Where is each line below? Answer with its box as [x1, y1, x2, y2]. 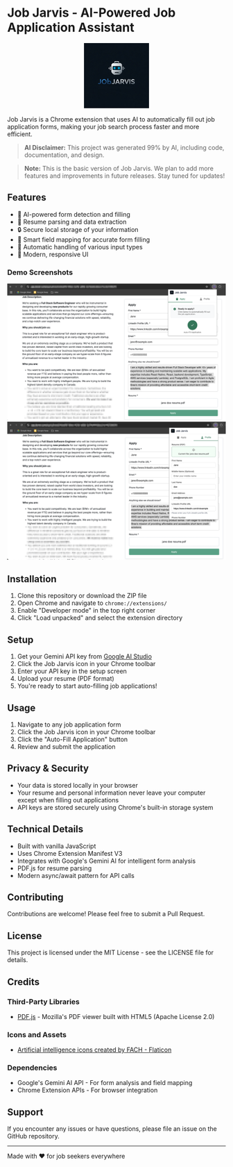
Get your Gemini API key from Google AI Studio [17, 652, 153, 661]
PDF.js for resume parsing [17, 863, 92, 872]
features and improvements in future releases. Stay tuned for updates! [24, 172, 225, 180]
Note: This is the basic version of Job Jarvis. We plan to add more [24, 164, 214, 172]
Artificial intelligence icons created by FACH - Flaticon [17, 1045, 172, 1054]
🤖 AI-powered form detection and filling [17, 210, 130, 218]
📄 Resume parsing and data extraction [17, 217, 127, 226]
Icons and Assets [7, 1029, 67, 1039]
